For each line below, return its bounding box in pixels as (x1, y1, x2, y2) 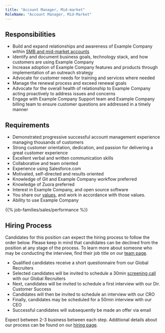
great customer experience (12, 150, 68, 156)
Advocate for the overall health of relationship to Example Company (12, 85, 151, 92)
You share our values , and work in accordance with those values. (12, 192, 146, 198)
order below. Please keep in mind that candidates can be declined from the (5, 239, 159, 245)
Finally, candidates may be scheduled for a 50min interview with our (12, 296, 152, 302)
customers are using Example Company (12, 59, 94, 65)
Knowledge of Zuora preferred (12, 181, 75, 187)
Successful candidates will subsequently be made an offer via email (12, 307, 151, 313)
